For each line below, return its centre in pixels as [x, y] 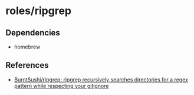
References [27, 65]
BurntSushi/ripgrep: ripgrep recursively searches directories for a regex [101, 79]
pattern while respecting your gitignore [61, 86]
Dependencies [33, 33]
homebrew [27, 47]
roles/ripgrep [39, 11]
